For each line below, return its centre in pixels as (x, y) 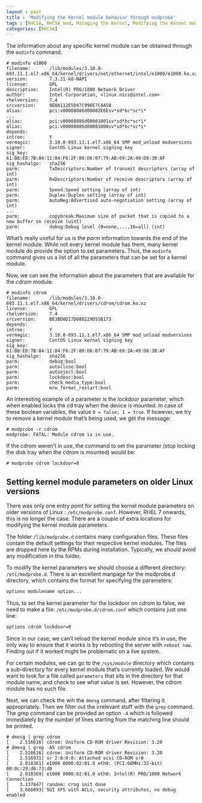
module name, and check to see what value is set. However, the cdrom (94, 682)
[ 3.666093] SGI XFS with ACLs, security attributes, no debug (91, 790)
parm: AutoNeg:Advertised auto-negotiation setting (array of (99, 201)
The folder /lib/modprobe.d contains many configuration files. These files (97, 537)
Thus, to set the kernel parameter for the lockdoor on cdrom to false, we (96, 603)
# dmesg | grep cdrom (33, 737)
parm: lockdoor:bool (45, 378)
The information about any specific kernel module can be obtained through (99, 46)
